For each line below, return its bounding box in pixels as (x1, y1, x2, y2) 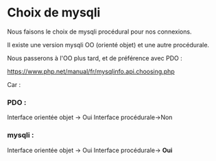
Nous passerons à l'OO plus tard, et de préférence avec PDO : (7, 53, 183, 62)
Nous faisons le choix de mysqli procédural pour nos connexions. (7, 27, 192, 36)
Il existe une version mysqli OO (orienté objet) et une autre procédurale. (7, 40, 210, 49)
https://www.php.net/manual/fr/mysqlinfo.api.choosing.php (7, 67, 175, 75)
